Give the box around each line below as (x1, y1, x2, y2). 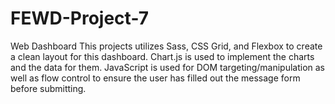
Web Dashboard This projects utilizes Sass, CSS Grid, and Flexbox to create (10, 40, 323, 52)
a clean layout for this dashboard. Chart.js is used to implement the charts (10, 50, 315, 62)
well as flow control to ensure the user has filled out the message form (10, 72, 301, 84)
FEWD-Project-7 (10, 7, 149, 30)
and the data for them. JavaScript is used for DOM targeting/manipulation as (10, 61, 325, 73)
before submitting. (10, 82, 87, 94)
